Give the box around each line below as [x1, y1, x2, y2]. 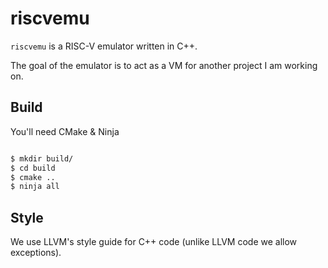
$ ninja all [10, 182, 60, 192]
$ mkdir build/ [10, 153, 74, 164]
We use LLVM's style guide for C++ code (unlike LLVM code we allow [10, 236, 298, 248]
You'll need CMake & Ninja [10, 125, 120, 137]
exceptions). [10, 247, 62, 259]
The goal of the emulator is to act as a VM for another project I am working [10, 59, 318, 71]
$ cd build [10, 163, 56, 173]
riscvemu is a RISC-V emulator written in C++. [10, 40, 198, 52]
